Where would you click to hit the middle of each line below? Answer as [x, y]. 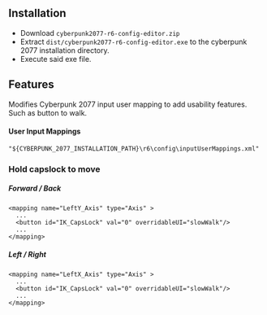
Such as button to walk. [48, 112]
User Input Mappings [45, 131]
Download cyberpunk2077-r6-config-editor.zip [100, 33]
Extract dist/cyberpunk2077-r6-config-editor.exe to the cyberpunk [133, 42]
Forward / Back [35, 188]
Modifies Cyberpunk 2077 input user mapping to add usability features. [128, 104]
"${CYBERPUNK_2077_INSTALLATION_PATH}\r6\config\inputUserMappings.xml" [134, 149]
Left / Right [28, 255]
